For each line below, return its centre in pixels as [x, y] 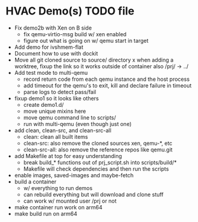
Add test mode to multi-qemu [51, 72]
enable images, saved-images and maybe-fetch [74, 175]
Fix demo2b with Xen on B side [53, 28]
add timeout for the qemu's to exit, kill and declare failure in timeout [107, 85]
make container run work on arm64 [59, 207]
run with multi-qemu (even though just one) [78, 124]
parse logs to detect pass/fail [60, 92]
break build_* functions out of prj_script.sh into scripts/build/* [100, 162]
